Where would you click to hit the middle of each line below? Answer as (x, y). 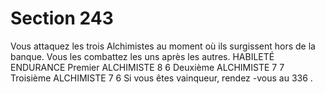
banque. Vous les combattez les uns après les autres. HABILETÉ (142, 56)
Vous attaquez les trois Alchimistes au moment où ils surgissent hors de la (163, 46)
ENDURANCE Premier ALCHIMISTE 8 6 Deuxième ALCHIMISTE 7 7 (147, 67)
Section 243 (62, 18)
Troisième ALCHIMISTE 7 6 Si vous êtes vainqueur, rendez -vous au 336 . (161, 78)
